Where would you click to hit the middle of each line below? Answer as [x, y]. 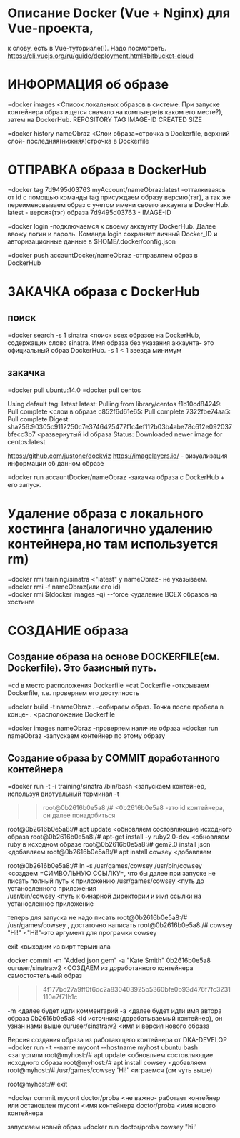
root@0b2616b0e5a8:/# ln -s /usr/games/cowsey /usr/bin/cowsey [105, 866]
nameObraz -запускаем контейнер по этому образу [86, 735]
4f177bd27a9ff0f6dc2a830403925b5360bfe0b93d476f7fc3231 [136, 989]
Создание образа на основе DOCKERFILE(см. [114, 657]
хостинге [21, 602]
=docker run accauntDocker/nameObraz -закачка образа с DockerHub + [116, 477]
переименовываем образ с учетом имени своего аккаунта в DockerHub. [119, 204]
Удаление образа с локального [105, 513]
